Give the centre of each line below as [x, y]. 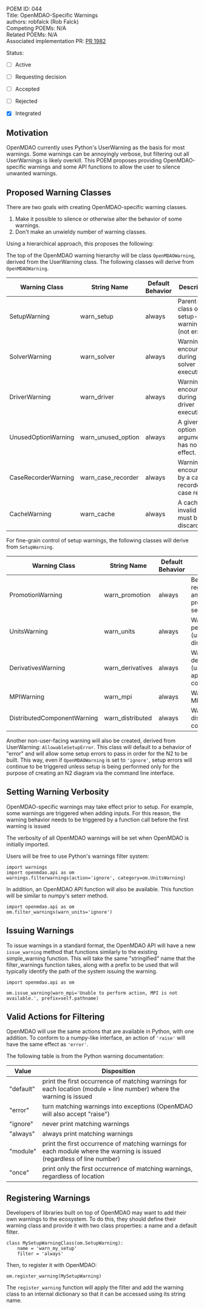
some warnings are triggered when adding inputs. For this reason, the [93, 813]
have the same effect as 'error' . [47, 1045]
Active [23, 64]
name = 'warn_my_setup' [47, 1249]
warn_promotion [127, 595]
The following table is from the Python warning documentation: [85, 1056]
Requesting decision [41, 77]
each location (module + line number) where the [111, 1089]
